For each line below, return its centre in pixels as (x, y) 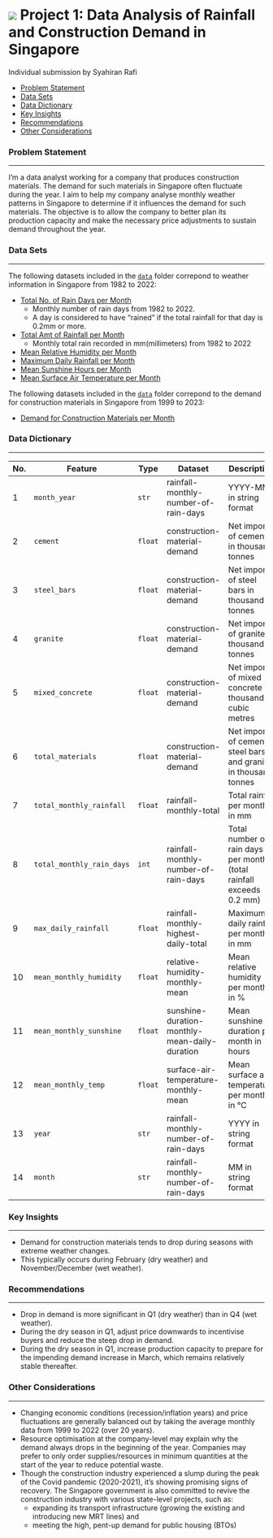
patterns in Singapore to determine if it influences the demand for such (127, 203)
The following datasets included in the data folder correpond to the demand (135, 393)
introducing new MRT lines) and (86, 1516)
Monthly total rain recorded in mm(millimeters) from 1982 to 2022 (142, 343)
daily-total (186, 943)
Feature (82, 468)
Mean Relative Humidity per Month (78, 352)
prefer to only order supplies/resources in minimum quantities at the (134, 1456)
